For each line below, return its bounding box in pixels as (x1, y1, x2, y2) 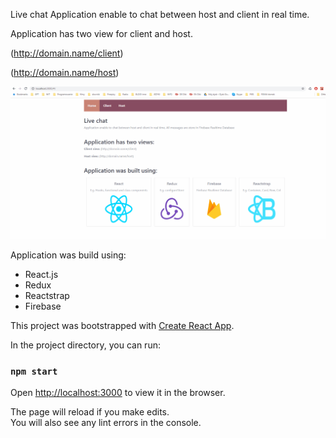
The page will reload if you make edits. (10, 405, 170, 418)
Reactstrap (24, 289, 70, 301)
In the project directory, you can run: (10, 339, 161, 351)
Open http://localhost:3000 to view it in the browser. (10, 386, 226, 398)
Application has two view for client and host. (10, 28, 193, 39)
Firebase (24, 300, 62, 312)
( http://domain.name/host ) (10, 67, 120, 78)
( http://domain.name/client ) (10, 47, 124, 59)
